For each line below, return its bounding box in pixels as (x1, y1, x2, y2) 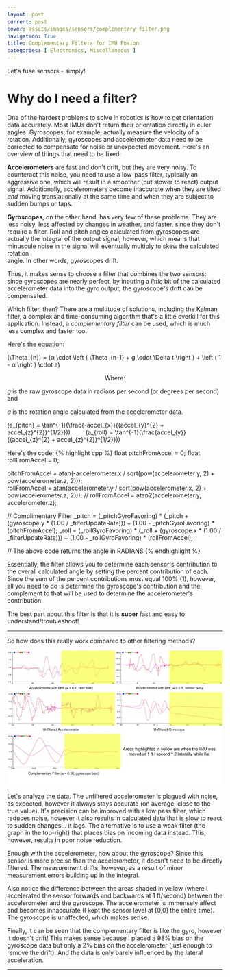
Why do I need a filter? (7, 91, 138, 106)
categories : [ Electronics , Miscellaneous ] (7, 47, 136, 54)
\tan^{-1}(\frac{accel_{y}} (114, 428, 186, 436)
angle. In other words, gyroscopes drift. (7, 256, 118, 264)
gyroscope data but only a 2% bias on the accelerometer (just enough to (7, 941, 212, 949)
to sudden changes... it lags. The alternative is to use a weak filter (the (7, 821, 205, 829)
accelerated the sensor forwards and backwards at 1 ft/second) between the (7, 891, 223, 900)
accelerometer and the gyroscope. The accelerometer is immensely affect (7, 898, 216, 907)
